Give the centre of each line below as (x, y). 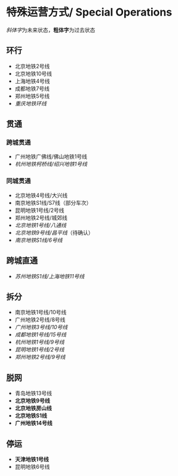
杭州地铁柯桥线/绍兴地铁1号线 (51, 164)
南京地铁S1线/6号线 (39, 240)
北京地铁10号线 (33, 73)
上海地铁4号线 (32, 81)
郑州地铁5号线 (32, 96)
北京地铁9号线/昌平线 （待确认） (54, 232)
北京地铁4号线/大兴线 (41, 195)
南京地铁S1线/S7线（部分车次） (53, 202)
